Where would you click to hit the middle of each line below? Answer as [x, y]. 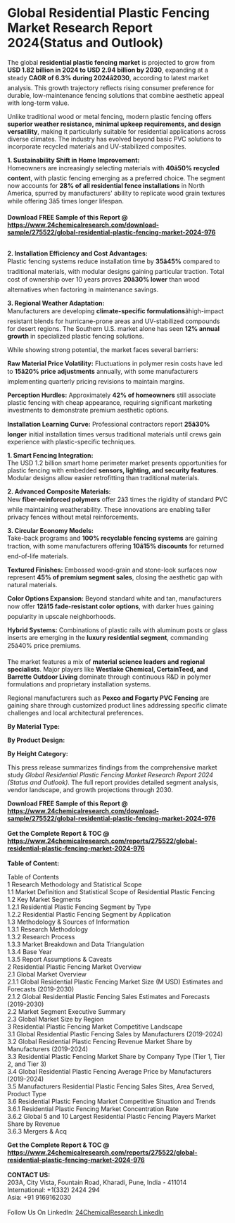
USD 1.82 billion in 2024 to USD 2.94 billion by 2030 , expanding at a [108, 70]
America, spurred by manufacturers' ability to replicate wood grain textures [116, 193]
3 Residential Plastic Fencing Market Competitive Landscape [95, 1027]
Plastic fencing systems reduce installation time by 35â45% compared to [114, 261]
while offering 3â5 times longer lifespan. [66, 201]
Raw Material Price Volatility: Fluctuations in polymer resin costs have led [115, 363]
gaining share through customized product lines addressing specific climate [117, 705]
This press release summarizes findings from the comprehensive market [112, 767]
